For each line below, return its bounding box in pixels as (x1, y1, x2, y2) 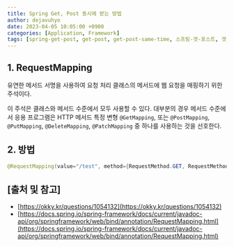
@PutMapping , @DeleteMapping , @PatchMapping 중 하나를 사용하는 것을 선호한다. (7, 121, 222, 130)
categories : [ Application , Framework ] (7, 29, 120, 37)
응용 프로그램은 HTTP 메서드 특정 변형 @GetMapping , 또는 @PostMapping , (14, 112, 210, 121)
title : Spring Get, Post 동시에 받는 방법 (7, 10, 122, 17)
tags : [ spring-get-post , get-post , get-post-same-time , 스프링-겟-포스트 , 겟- (7, 36, 230, 43)
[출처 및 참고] (7, 184, 61, 196)
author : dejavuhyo (7, 17, 61, 24)
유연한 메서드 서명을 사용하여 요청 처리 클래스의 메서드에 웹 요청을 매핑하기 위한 (7, 80, 223, 89)
